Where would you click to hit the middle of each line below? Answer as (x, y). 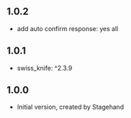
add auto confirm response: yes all (67, 28)
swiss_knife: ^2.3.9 (44, 68)
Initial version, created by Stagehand (70, 107)
